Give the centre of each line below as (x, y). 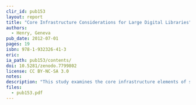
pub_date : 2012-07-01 (32, 38)
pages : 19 (18, 44)
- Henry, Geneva (31, 33)
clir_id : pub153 (26, 11)
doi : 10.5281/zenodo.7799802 (41, 66)
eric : (13, 55)
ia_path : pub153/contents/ (39, 60)
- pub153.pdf (27, 93)
